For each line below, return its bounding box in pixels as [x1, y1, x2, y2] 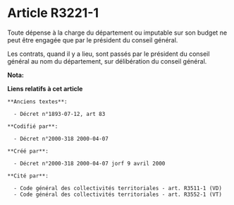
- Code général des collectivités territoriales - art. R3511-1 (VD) [13, 184, 222, 192]
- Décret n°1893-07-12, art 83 [13, 110, 106, 117]
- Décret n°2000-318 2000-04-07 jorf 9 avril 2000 [13, 160, 166, 167]
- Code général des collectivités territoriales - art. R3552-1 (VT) [13, 191, 222, 198]
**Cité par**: [7, 172, 49, 180]
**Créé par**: [7, 147, 49, 155]
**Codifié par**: [7, 122, 58, 130]
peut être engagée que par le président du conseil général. [7, 35, 178, 44]
